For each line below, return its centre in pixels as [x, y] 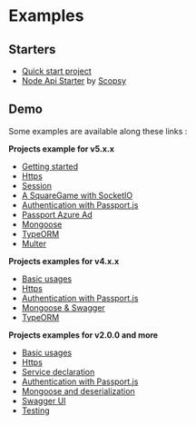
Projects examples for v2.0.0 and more [83, 335]
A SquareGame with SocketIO [77, 195]
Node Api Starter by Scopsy [74, 81]
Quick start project [56, 71]
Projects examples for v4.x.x [64, 261]
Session [36, 185]
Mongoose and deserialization [78, 390]
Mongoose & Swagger [63, 307]
